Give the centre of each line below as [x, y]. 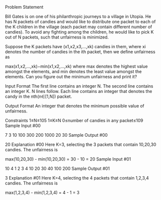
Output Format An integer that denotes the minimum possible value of [75, 106]
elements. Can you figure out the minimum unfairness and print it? [71, 77]
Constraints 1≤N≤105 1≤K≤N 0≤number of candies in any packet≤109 [74, 120]
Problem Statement [24, 7]
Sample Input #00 [23, 126]
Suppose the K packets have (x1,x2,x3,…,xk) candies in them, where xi [75, 46]
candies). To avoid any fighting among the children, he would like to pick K [80, 32]
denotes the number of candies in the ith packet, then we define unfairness [80, 52]
